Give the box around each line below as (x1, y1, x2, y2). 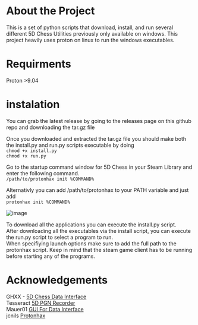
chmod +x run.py (6, 153, 46, 159)
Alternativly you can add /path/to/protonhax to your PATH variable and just (6, 186, 189, 194)
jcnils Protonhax (6, 312, 46, 319)
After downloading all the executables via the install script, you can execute (6, 227, 191, 234)
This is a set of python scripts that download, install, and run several (6, 24, 174, 31)
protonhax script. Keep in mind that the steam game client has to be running (6, 246, 193, 253)
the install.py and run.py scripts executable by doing (6, 141, 135, 149)
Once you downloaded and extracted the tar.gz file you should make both (6, 135, 187, 142)
